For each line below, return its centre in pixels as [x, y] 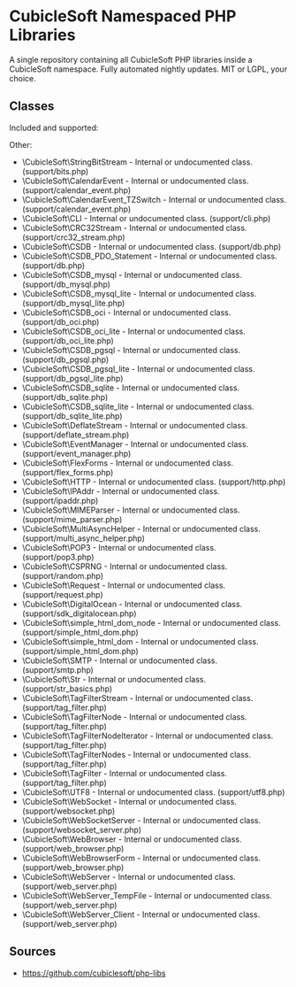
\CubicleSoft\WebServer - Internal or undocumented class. [129, 876]
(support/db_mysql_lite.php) [73, 303]
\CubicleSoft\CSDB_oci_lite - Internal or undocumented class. [133, 331]
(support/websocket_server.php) [82, 829]
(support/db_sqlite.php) [65, 397]
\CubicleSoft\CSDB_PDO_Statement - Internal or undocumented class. [149, 256]
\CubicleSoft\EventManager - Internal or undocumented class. [135, 443]
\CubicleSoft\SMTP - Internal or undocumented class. [120, 660]
